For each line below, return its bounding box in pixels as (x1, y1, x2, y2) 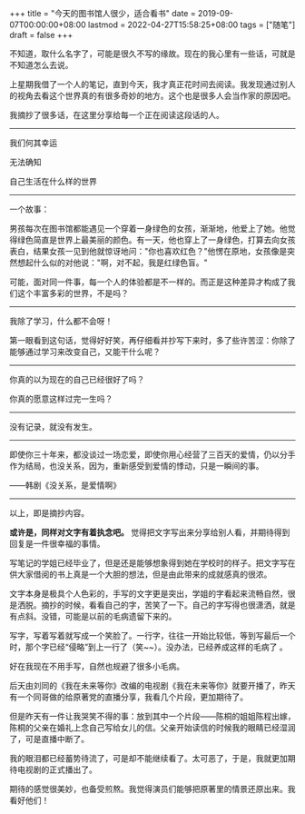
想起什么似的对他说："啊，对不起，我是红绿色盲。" (16, 257, 209, 268)
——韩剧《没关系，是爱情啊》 (9, 480, 121, 491)
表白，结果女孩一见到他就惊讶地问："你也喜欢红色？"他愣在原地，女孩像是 (9, 246, 288, 256)
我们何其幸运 (9, 137, 57, 148)
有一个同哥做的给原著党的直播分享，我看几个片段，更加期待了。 (9, 691, 248, 702)
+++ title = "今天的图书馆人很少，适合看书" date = (9, 8, 197, 18)
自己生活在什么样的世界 (9, 176, 97, 186)
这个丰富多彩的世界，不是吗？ (16, 288, 129, 298)
